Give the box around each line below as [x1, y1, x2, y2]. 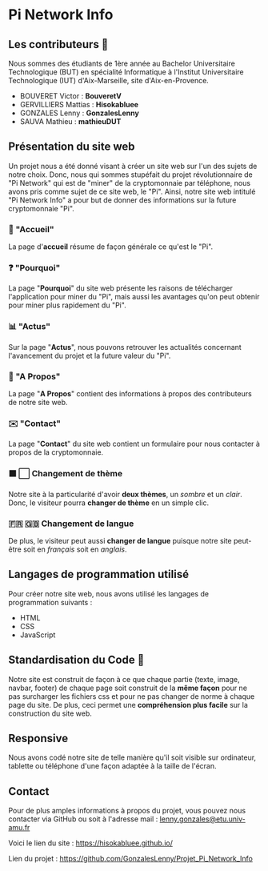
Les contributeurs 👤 [8, 38, 109, 51]
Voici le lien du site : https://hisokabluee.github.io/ [8, 838, 174, 848]
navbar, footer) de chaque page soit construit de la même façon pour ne [8, 683, 248, 692]
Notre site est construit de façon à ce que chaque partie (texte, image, [8, 674, 240, 684]
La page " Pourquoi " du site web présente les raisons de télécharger [8, 283, 234, 293]
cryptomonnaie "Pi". [8, 203, 74, 213]
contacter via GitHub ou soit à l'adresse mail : [8, 814, 158, 824]
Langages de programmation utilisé [8, 568, 190, 581]
